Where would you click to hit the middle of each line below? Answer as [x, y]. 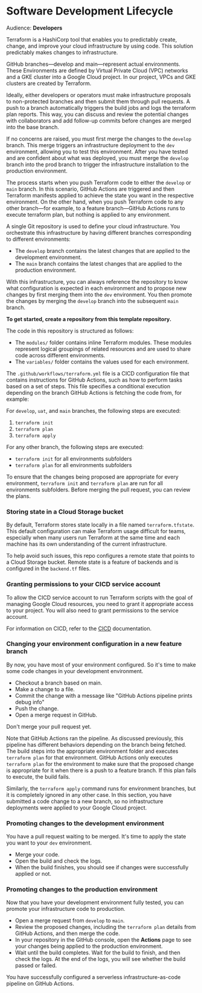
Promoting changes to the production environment [82, 890]
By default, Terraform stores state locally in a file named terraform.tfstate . [100, 525]
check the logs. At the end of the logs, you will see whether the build [100, 959]
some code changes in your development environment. [75, 671]
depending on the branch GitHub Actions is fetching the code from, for [94, 392]
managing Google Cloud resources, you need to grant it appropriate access [100, 604]
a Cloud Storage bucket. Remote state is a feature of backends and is [93, 562]
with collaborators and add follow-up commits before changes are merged [99, 120]
